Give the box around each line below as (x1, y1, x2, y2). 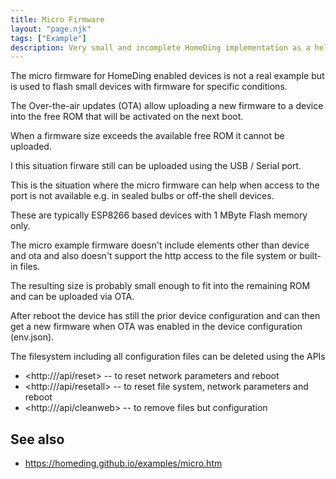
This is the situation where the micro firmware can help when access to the (10, 179, 320, 191)
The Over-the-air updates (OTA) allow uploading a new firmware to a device (10, 100, 324, 112)
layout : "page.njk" (10, 24, 92, 34)
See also (10, 431, 65, 448)
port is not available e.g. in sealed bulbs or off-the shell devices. (10, 190, 275, 202)
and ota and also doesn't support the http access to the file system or (10, 250, 298, 262)
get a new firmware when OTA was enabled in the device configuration (10, 321, 303, 333)
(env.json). (10, 331, 55, 343)
